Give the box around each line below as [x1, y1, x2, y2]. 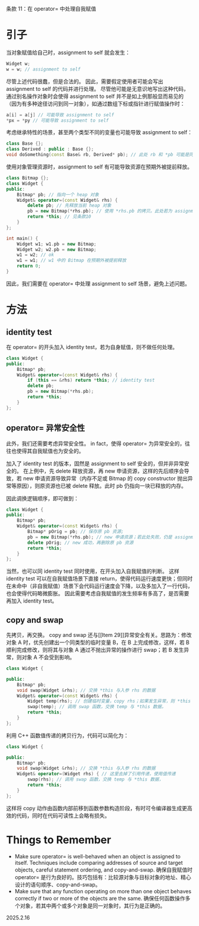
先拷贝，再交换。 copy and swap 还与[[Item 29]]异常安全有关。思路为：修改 [6, 632, 192, 639]
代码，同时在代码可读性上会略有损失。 [16, 812, 110, 819]
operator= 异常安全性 [6, 423, 85, 433]
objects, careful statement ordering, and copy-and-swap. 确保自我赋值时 [14, 866, 193, 873]
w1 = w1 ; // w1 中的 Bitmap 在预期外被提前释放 [17, 258, 127, 264]
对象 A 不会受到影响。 [21, 654, 75, 661]
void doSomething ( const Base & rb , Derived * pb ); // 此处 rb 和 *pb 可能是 [6, 152, 190, 158]
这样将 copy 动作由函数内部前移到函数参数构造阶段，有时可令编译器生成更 [6, 804, 188, 811]
